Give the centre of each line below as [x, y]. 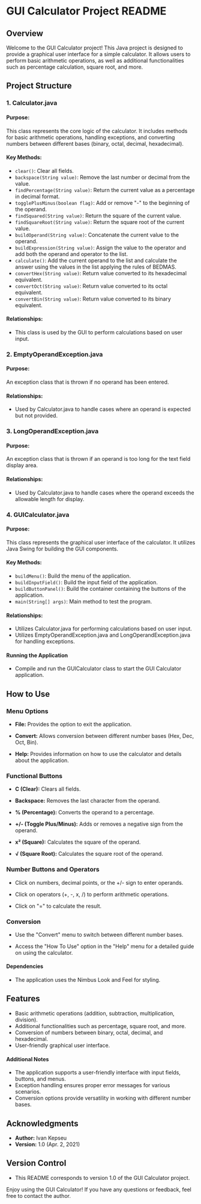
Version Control [36, 1163]
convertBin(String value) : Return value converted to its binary [93, 299]
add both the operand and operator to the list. [71, 254]
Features [23, 999]
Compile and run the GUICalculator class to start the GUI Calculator [98, 669]
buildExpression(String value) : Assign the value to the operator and [100, 248]
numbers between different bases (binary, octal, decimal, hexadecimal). [95, 143]
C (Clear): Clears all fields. [48, 789]
